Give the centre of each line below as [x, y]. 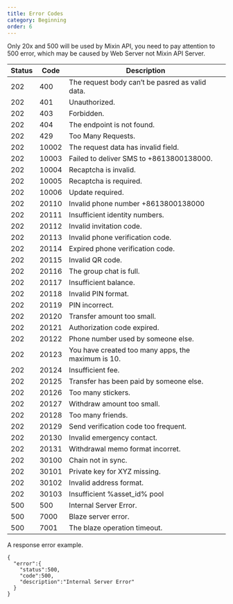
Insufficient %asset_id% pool [116, 494]
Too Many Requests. [102, 136]
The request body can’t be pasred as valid [138, 83]
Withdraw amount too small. [114, 404]
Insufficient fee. [94, 370]
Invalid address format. [106, 483]
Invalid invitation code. [105, 226]
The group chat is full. [104, 271]
